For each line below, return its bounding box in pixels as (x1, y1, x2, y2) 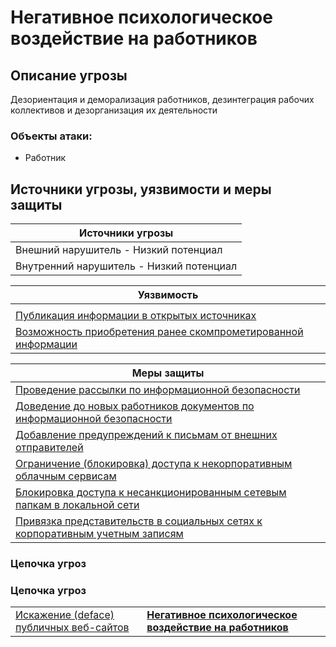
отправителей (15, 441, 84, 455)
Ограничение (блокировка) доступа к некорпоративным (15, 457, 293, 471)
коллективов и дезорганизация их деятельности (10, 104, 218, 116)
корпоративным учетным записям (15, 527, 184, 541)
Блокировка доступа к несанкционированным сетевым (15, 486, 287, 500)
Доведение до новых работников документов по (15, 399, 255, 413)
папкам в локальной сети (15, 498, 140, 512)
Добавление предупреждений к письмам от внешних (15, 428, 278, 442)
